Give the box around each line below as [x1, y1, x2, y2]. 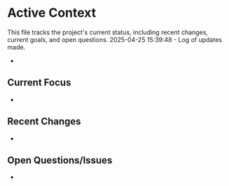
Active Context [7, 5, 97, 21]
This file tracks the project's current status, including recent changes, [7, 28, 209, 36]
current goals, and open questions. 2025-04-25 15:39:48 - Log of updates [7, 35, 223, 43]
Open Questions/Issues [7, 154, 113, 166]
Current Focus [7, 77, 71, 89]
